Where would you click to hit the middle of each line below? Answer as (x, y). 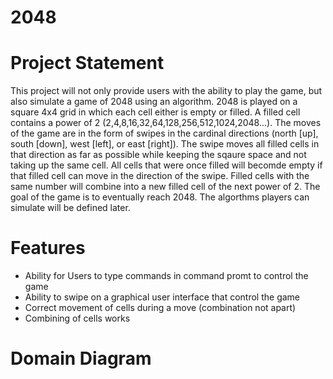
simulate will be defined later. (70, 208)
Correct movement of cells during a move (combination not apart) (160, 308)
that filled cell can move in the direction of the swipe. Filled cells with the (160, 176)
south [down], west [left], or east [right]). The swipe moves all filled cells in (165, 144)
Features (48, 248)
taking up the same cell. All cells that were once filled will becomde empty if (166, 165)
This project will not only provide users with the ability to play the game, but (166, 91)
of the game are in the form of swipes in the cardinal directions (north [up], (164, 133)
